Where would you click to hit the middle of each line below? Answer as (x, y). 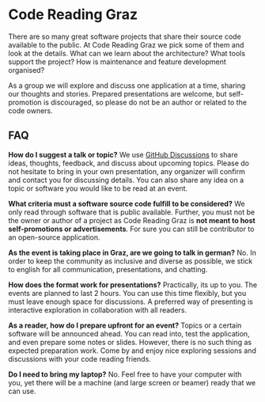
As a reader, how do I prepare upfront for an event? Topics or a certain (125, 325)
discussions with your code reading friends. (80, 358)
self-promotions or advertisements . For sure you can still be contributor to (131, 229)
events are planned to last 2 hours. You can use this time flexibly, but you (127, 293)
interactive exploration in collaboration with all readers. (98, 309)
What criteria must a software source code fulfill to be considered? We (127, 203)
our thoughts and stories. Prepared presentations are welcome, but (117, 93)
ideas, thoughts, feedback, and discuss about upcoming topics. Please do (129, 163)
